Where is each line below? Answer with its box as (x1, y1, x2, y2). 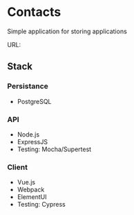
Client (7, 162, 28, 172)
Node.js (17, 130, 40, 139)
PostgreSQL (17, 97, 52, 105)
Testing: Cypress (17, 200, 66, 209)
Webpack (17, 185, 45, 194)
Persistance (7, 81, 48, 91)
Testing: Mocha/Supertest (17, 145, 92, 153)
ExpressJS (17, 137, 48, 146)
